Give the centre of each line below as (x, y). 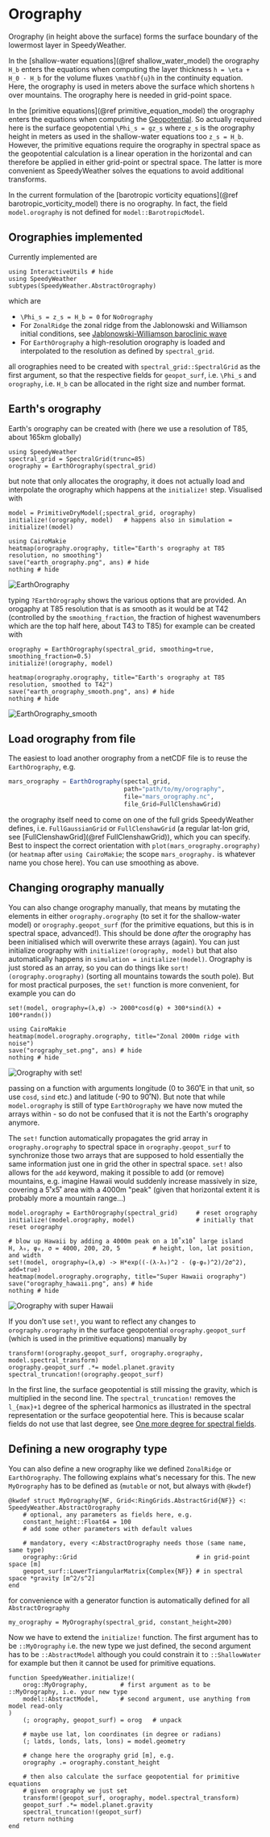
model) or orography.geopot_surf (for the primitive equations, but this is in (131, 925)
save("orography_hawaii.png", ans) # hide (81, 1283)
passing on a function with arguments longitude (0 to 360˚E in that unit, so (132, 1088)
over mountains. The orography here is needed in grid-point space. (120, 94)
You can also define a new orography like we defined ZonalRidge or (120, 1468)
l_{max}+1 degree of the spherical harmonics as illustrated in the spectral (130, 1407)
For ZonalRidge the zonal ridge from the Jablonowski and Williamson (133, 325)
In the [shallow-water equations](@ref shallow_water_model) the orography (134, 61)
